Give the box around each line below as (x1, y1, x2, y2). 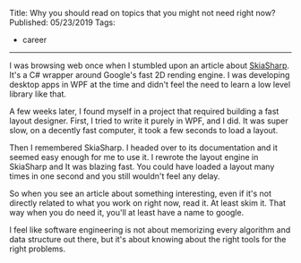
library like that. (9, 89, 67, 99)
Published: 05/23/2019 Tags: (9, 17, 116, 28)
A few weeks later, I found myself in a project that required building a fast (9, 106, 279, 116)
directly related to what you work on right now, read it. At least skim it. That (9, 198, 287, 208)
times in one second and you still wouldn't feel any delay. (9, 171, 220, 182)
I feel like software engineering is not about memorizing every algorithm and (9, 225, 291, 235)
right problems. (9, 243, 65, 254)
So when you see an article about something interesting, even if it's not (9, 188, 271, 199)
